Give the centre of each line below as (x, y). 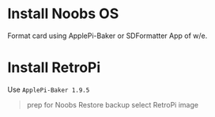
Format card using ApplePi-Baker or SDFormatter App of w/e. (107, 36)
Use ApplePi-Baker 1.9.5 (49, 89)
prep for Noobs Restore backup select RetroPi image (113, 104)
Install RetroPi (54, 68)
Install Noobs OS (63, 14)
